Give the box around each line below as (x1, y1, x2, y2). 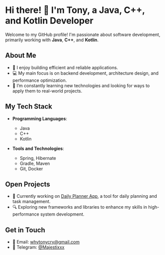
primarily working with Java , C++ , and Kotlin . (5, 37, 99, 43)
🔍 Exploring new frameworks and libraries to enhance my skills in (12, 204, 148, 210)
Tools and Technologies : (12, 145, 65, 151)
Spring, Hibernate (19, 155, 56, 161)
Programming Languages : (12, 116, 68, 122)
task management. (12, 199, 51, 205)
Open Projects (5, 180, 51, 188)
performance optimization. (12, 77, 67, 83)
